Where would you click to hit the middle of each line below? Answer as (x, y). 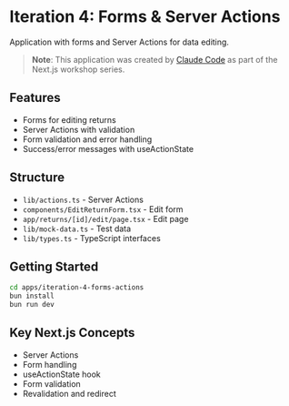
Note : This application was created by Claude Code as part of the (154, 59)
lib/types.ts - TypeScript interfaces (91, 238)
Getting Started (54, 266)
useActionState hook (62, 374)
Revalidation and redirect (69, 393)
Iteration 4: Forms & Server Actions (145, 17)
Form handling (50, 364)
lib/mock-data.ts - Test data (77, 228)
